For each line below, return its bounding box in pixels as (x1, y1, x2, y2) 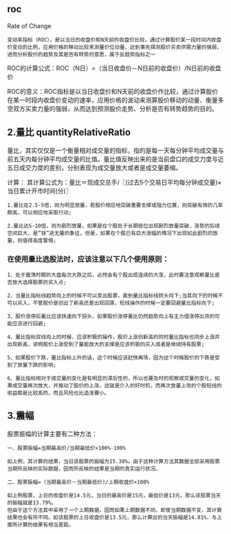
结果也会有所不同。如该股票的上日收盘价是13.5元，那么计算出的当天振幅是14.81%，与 (7, 514, 217, 521)
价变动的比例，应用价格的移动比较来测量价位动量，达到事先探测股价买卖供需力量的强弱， (7, 43, 222, 50)
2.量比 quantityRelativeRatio (7, 127, 131, 138)
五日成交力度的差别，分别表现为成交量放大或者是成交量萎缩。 (7, 163, 182, 172)
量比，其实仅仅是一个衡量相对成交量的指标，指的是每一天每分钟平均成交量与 (7, 146, 224, 154)
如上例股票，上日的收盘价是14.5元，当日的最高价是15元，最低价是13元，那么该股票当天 (7, 492, 221, 499)
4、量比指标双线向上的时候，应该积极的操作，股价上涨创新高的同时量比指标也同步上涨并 (7, 333, 220, 340)
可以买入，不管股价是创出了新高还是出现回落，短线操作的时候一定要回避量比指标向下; (7, 299, 215, 307)
